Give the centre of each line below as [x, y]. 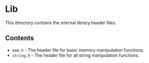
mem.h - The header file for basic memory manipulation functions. [78, 50]
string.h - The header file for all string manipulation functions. [76, 55]
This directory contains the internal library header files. [61, 23]
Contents [20, 38]
